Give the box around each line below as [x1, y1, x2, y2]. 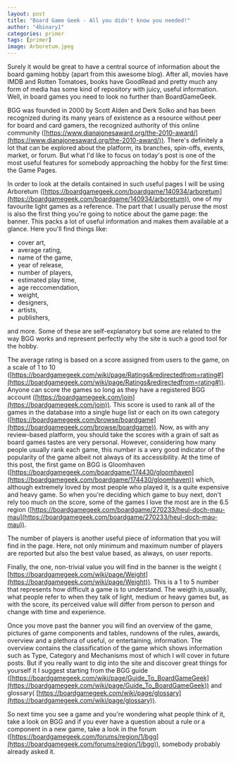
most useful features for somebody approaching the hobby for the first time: [7, 159, 229, 166]
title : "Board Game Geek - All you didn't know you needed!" [7, 17, 191, 24]
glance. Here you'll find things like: [7, 225, 108, 233]
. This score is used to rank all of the [109, 401, 215, 409]
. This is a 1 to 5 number [150, 578, 220, 586]
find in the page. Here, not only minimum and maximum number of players [7, 542, 223, 550]
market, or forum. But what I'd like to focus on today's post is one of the [7, 151, 216, 159]
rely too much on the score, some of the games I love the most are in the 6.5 [7, 498, 229, 506]
